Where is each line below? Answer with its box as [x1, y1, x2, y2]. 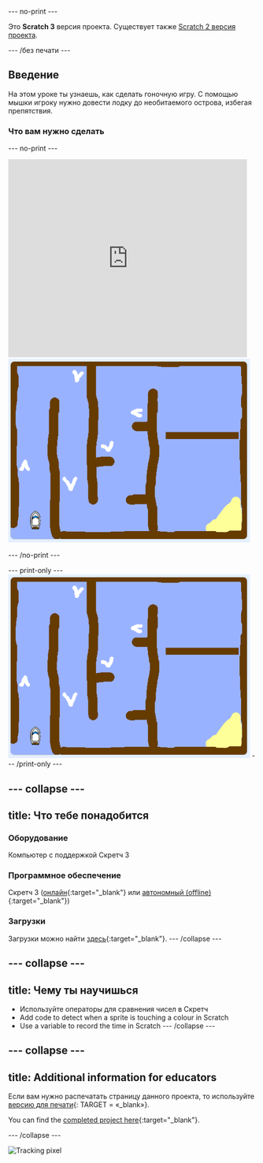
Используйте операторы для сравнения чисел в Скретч [19, 1004, 209, 1013]
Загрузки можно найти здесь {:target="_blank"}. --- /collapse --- [8, 934, 222, 943]
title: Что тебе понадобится [8, 808, 150, 822]
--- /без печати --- [8, 46, 71, 54]
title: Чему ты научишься [8, 983, 139, 997]
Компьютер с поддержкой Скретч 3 [8, 850, 130, 860]
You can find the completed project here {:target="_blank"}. [8, 1115, 201, 1125]
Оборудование [8, 832, 69, 843]
